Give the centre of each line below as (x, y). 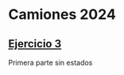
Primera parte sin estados (50, 62)
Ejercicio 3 (35, 44)
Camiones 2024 (62, 15)
